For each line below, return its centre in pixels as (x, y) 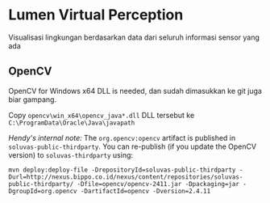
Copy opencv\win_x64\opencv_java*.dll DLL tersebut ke (102, 115)
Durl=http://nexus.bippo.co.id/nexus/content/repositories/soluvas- (126, 177)
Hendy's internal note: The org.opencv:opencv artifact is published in (122, 137)
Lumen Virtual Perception (96, 15)
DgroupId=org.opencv (43, 191)
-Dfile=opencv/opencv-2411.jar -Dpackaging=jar (158, 184)
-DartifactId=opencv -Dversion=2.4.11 (145, 191)
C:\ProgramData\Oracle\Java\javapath (72, 123)
